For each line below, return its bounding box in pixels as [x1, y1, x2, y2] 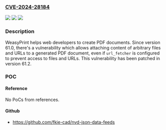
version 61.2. [5, 60, 32, 66]
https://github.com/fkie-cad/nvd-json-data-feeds [12, 119, 115, 125]
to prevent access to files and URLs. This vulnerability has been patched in [5, 55, 160, 61]
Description [5, 28, 35, 35]
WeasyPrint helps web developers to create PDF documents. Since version [5, 39, 160, 45]
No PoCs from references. [5, 96, 59, 102]
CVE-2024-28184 [5, 3, 50, 10]
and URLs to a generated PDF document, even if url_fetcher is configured [5, 50, 160, 56]
